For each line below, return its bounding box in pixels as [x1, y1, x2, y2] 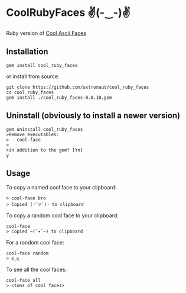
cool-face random [6, 250, 49, 256]
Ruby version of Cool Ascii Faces [6, 29, 87, 37]
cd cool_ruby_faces [6, 89, 54, 95]
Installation [6, 47, 48, 57]
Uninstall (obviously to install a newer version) [6, 111, 181, 121]
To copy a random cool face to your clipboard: [6, 212, 119, 219]
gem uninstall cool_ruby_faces [6, 126, 83, 132]
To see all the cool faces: [6, 266, 67, 273]
